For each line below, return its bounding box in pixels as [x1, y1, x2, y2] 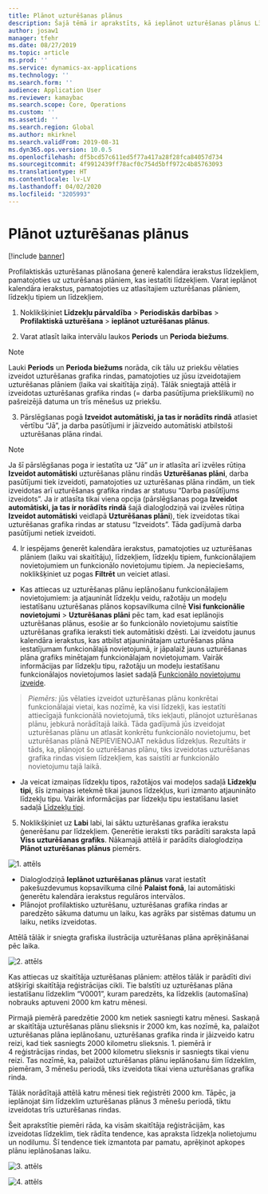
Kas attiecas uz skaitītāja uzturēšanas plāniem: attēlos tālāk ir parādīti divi [8, 972, 251, 981]
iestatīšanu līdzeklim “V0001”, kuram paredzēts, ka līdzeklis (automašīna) [8, 988, 249, 998]
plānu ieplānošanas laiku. [8, 1145, 92, 1156]
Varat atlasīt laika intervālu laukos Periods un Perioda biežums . [19, 331, 230, 341]
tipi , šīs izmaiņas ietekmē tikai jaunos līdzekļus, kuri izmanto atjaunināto [19, 785, 257, 795]
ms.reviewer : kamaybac [8, 94, 84, 102]
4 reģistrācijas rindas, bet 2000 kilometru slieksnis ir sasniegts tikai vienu [8, 1047, 250, 1056]
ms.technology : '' [8, 71, 69, 79]
